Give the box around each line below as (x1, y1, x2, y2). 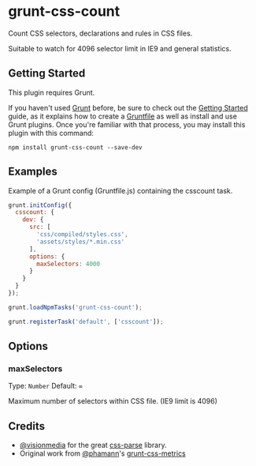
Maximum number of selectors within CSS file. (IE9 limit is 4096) (8, 396, 218, 406)
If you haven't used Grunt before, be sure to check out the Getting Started (8, 103, 248, 112)
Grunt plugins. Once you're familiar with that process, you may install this (8, 119, 246, 129)
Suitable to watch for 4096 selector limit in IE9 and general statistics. (8, 43, 232, 53)
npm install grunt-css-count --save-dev (8, 143, 143, 152)
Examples (8, 165, 58, 179)
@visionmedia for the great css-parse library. (19, 441, 167, 450)
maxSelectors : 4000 (36, 260, 101, 268)
